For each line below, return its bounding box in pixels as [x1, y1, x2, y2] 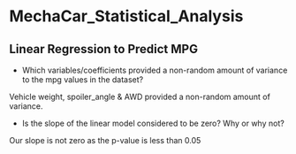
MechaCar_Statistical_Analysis [9, 6, 244, 27]
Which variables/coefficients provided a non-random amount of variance [21, 65, 288, 75]
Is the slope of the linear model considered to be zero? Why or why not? [21, 118, 285, 128]
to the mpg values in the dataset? [21, 74, 144, 85]
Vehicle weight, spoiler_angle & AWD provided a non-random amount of [9, 91, 271, 102]
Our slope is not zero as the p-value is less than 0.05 [9, 135, 201, 145]
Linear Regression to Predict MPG [9, 42, 199, 57]
